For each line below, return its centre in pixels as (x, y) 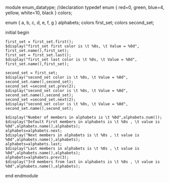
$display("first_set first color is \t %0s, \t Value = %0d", (72, 46)
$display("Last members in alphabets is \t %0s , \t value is (72, 148)
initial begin (17, 32)
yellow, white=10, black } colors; (39, 13)
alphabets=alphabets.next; (34, 131)
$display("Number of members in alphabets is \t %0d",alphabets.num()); (84, 117)
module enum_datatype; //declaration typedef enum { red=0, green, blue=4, (85, 7)
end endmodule (22, 176)
